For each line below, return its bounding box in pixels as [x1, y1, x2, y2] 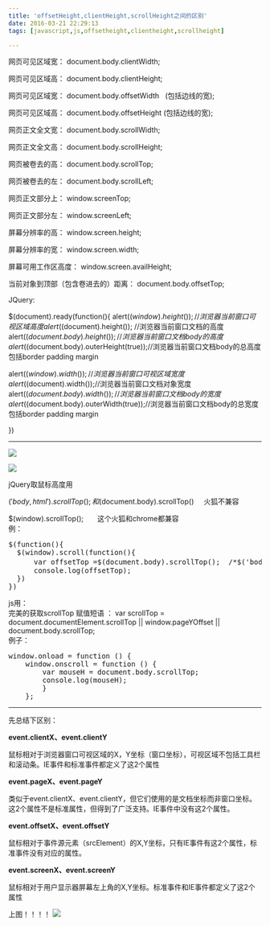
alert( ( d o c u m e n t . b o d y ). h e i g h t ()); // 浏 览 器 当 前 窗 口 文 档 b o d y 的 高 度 [8, 331, 223, 342]
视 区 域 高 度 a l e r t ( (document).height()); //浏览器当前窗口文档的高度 [8, 322, 224, 331]
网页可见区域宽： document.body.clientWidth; [8, 57, 161, 67]
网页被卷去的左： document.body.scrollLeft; [8, 176, 154, 186]
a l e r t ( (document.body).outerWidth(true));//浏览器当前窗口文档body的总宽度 [8, 399, 259, 409]
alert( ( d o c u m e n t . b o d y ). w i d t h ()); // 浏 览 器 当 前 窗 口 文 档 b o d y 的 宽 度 [8, 389, 221, 399]
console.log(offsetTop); [33, 566, 132, 575]
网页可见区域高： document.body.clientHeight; [8, 74, 163, 84]
